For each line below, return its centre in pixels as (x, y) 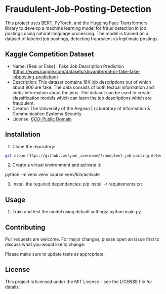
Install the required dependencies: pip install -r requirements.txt (77, 184)
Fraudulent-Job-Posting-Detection (78, 9)
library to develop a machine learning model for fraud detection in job (76, 28)
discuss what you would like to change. (45, 244)
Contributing (25, 227)
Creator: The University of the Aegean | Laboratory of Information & (81, 108)
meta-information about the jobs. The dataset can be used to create (81, 92)
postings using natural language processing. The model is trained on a (77, 33)
